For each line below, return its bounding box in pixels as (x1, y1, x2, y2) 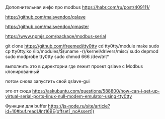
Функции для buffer (5, 103, 47, 109)
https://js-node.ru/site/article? (48, 103, 110, 109)
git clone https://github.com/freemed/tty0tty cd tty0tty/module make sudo (5, 43, 159, 49)
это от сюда (5, 88, 31, 94)
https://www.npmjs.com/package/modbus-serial (5, 33, 106, 39)
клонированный (5, 68, 40, 74)
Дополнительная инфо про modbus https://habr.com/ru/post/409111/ (5, 4, 150, 10)
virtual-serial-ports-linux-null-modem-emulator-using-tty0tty (5, 93, 132, 99)
